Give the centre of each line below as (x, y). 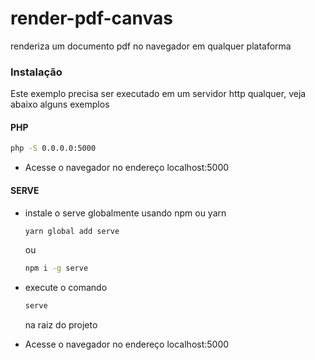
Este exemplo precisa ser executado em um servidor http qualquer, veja (158, 94)
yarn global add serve (72, 231)
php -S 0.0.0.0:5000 (53, 148)
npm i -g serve (56, 268)
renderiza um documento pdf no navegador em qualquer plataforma (151, 46)
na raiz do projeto (61, 325)
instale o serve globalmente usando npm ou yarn (125, 213)
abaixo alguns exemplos (60, 104)
